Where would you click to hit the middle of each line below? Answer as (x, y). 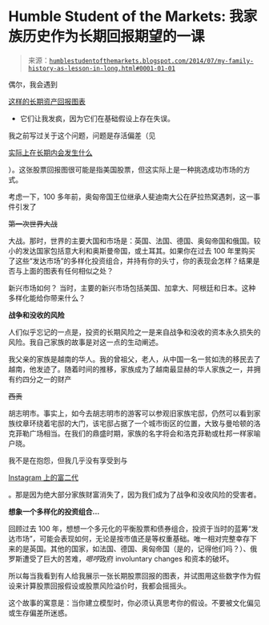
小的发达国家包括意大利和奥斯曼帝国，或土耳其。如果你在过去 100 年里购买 (132, 250)
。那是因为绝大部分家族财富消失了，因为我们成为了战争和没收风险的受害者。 (134, 494)
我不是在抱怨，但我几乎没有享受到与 (68, 460)
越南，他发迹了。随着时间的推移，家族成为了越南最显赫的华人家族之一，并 (131, 369)
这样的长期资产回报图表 (47, 101)
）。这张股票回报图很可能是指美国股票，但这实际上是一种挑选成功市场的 (126, 169)
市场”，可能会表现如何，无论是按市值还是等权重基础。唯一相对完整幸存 (132, 538)
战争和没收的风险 (36, 315)
